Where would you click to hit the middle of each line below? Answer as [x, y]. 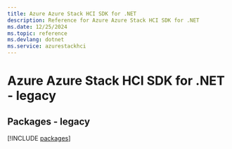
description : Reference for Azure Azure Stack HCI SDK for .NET [103, 20]
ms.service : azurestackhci [47, 46]
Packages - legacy [49, 121]
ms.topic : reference [38, 33]
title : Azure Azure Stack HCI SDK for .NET [72, 14]
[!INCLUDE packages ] [39, 138]
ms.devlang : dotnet [36, 40]
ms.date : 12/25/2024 [38, 27]
